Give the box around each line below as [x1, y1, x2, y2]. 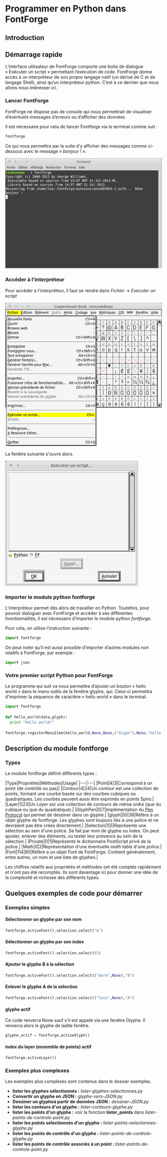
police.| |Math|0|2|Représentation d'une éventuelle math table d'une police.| [5, 844, 162, 850]
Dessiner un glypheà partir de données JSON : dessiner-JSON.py [12, 1099, 149, 1105]
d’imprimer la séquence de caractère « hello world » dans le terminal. [5, 694, 148, 700]
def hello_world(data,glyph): [5, 715, 68, 720]
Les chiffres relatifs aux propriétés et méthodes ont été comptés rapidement [5, 864, 162, 870]
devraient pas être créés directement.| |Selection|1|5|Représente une [5, 822, 147, 828]
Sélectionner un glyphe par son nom [5, 916, 82, 923]
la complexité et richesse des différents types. [5, 875, 100, 881]
